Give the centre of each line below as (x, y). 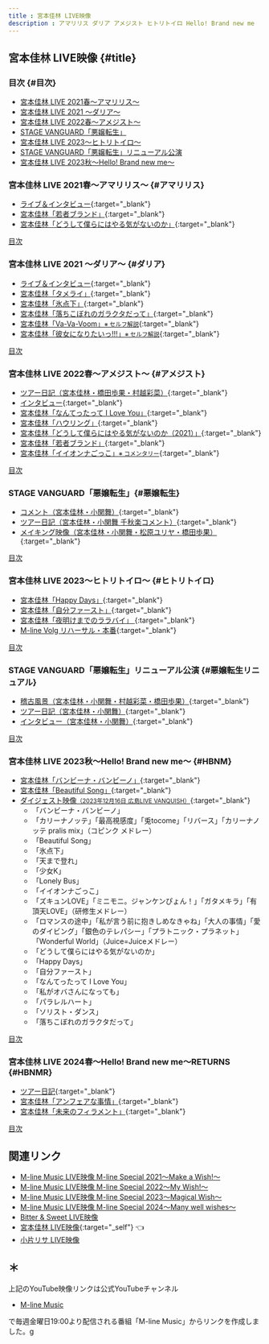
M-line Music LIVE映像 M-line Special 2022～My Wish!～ (114, 1187)
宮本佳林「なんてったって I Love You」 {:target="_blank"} (113, 413)
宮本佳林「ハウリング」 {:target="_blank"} (89, 423)
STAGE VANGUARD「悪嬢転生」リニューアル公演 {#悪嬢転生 (126, 670)
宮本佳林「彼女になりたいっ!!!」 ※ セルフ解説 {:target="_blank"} (120, 333)
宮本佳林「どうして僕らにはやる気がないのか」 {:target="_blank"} (127, 224)
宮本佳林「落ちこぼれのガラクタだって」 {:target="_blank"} (117, 313)
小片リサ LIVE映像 (50, 1240)
